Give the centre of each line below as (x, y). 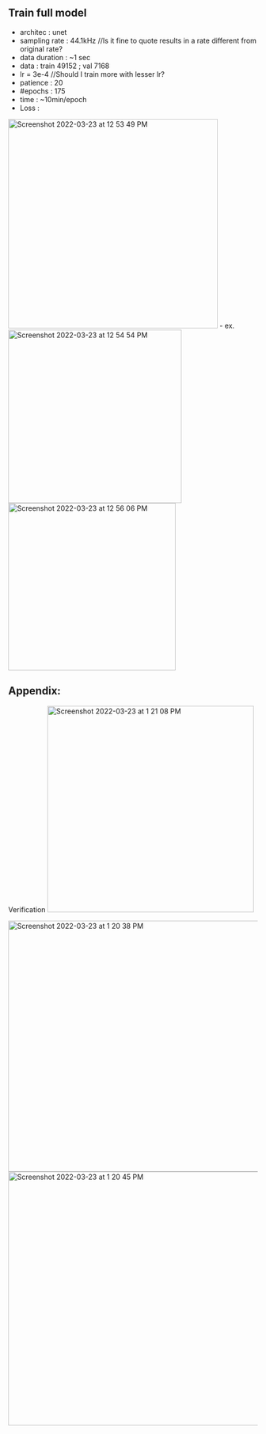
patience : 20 (41, 82)
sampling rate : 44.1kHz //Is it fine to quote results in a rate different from (138, 40)
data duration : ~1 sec (55, 57)
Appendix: (34, 691)
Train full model (47, 13)
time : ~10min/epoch (53, 99)
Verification (27, 909)
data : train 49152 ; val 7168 (65, 66)
